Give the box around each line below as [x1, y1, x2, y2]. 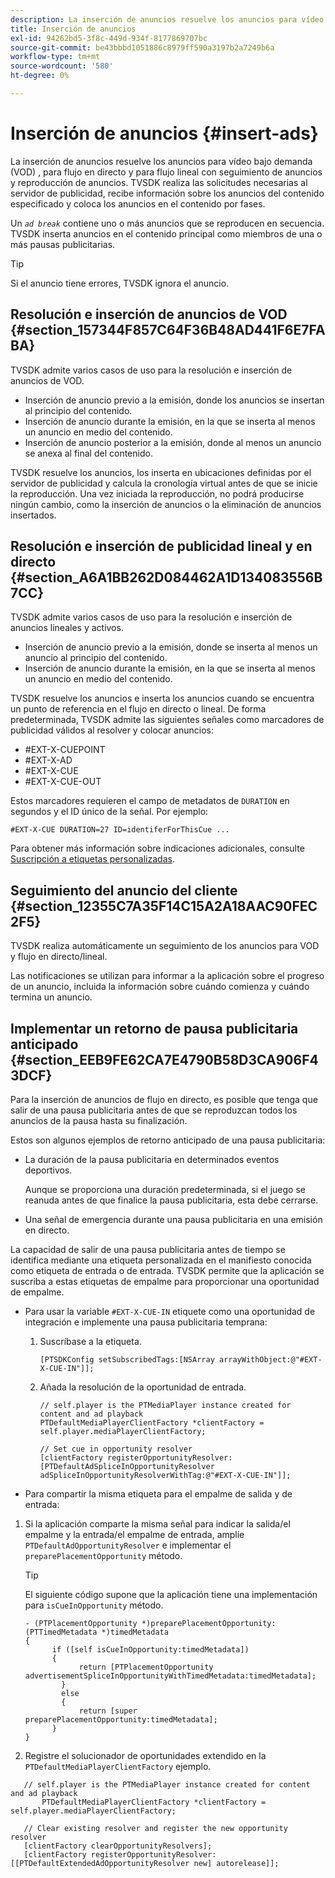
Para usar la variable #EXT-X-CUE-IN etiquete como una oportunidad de [24, 1306, 316, 1318]
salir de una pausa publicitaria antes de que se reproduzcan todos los [10, 1104, 298, 1116]
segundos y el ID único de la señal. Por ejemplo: [10, 806, 209, 818]
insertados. [10, 509, 57, 521]
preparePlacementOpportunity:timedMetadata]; [24, 1715, 218, 1725]
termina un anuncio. [10, 991, 93, 1003]
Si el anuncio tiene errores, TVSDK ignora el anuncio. [10, 277, 230, 289]
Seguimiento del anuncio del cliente [10, 882, 238, 899]
